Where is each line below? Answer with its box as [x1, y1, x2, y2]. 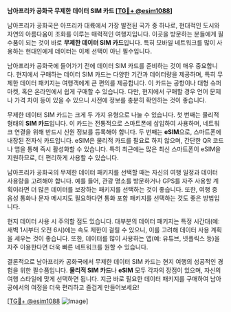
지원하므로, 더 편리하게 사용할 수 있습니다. [7, 154, 119, 161]
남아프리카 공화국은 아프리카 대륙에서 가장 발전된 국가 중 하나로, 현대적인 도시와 [7, 21, 220, 30]
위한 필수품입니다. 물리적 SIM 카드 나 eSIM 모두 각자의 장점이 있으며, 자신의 [19, 266, 221, 274]
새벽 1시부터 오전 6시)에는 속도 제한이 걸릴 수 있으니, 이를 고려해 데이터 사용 [7, 226, 210, 234]
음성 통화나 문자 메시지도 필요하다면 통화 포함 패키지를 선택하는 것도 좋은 [7, 194, 201, 202]
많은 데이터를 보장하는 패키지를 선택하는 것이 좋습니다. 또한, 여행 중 [38, 186, 218, 193]
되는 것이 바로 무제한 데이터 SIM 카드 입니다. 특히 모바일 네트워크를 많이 [25, 38, 215, 47]
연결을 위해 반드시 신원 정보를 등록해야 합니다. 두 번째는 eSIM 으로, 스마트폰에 [14, 128, 222, 136]
